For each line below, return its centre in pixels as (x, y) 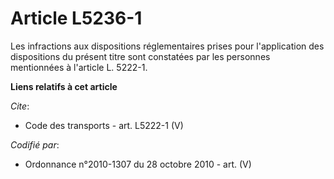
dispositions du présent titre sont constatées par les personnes (140, 56)
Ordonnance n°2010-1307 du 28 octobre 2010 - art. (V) (138, 164)
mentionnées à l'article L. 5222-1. (79, 67)
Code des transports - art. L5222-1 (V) (104, 125)
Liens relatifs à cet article (64, 86)
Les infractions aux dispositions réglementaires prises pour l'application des (167, 46)
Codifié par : (35, 144)
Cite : (20, 106)
